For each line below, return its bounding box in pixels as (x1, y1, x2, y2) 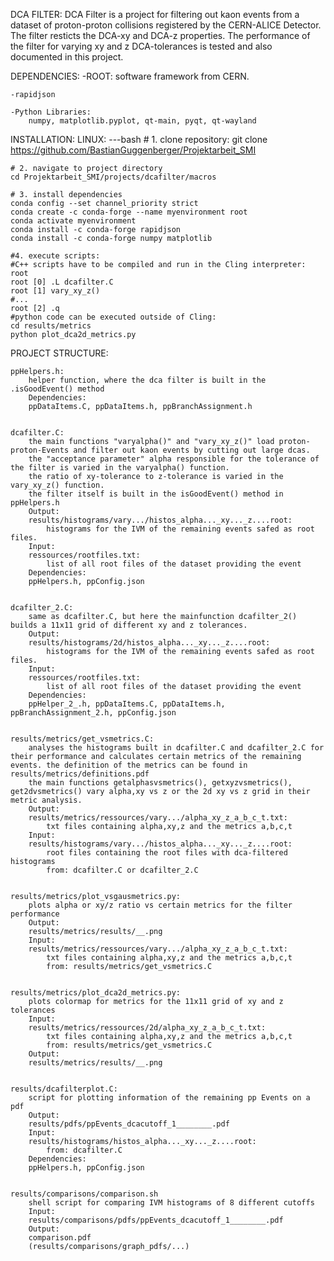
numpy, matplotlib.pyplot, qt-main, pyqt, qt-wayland (28, 116, 257, 126)
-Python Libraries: (10, 107, 92, 117)
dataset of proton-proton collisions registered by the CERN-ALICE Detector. (10, 19, 322, 31)
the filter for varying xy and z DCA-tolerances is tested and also (10, 40, 273, 52)
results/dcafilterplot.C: (10, 1084, 118, 1094)
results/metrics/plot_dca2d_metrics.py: (10, 988, 182, 998)
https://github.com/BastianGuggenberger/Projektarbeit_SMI (10, 144, 257, 156)
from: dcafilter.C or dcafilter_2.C (46, 865, 199, 875)
